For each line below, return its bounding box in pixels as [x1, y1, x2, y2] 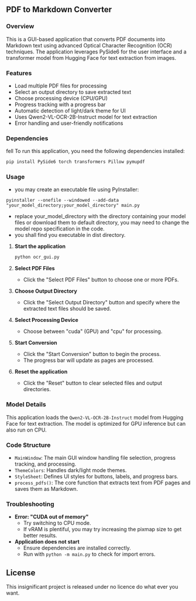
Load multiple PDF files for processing [14, 82, 107, 89]
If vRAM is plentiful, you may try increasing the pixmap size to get [23, 526, 182, 533]
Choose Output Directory [14, 287, 77, 295]
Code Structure [6, 441, 51, 449]
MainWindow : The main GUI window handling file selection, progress [14, 454, 176, 461]
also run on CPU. [6, 426, 47, 433]
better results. [23, 532, 57, 539]
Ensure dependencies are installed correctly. [23, 545, 132, 552]
